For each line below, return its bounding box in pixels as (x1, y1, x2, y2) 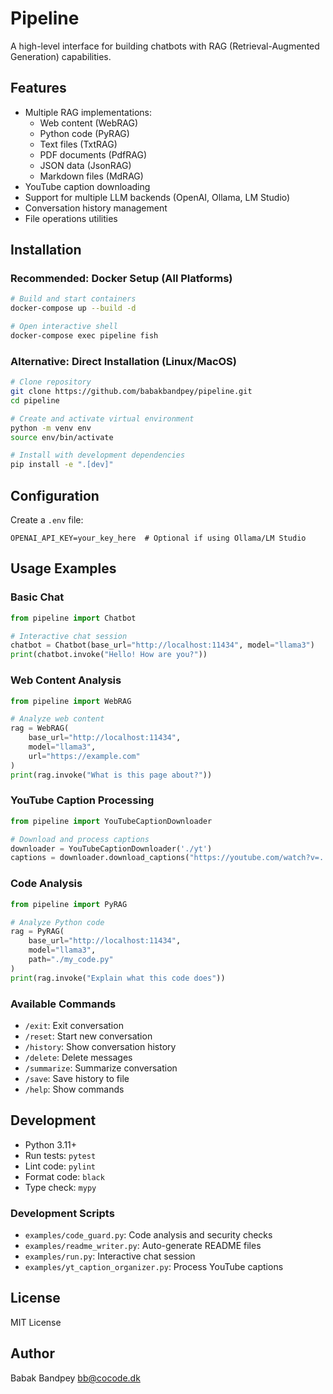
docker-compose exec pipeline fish (10, 331, 159, 341)
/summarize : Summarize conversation (24, 1062, 178, 1074)
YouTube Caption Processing (10, 793, 155, 807)
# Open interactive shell (10, 322, 118, 332)
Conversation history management (24, 202, 168, 214)
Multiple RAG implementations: (24, 106, 152, 118)
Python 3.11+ (24, 1138, 78, 1151)
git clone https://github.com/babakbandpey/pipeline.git (10, 387, 253, 397)
